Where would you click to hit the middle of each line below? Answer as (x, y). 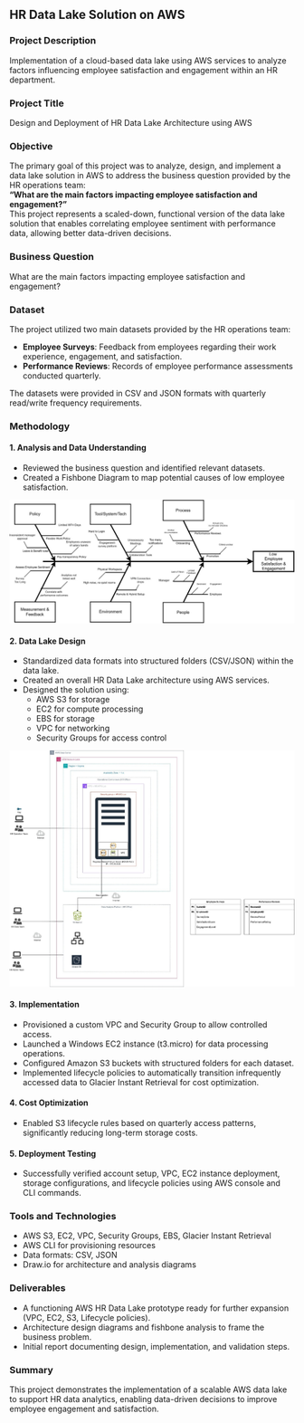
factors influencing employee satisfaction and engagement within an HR (144, 70)
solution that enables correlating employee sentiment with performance (142, 224)
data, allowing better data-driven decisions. (90, 234)
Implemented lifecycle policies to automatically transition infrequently (152, 1073)
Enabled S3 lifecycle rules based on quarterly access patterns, (139, 1122)
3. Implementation (44, 1005)
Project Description (53, 41)
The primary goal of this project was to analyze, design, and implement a (145, 166)
